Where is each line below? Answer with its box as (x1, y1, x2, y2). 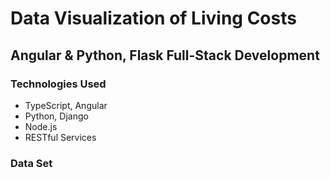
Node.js (24, 120, 58, 132)
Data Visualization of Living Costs (10, 7, 297, 30)
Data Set (10, 156, 53, 170)
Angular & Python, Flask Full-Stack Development (10, 47, 320, 64)
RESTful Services (24, 131, 97, 143)
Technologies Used (10, 77, 107, 91)
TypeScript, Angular (24, 99, 108, 111)
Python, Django (24, 110, 89, 122)
